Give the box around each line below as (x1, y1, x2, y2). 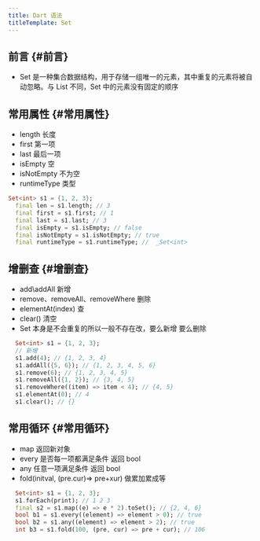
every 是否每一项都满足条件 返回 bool (19, 454, 141, 463)
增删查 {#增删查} (8, 262, 90, 275)
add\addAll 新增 (19, 285, 71, 294)
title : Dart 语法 (8, 11, 63, 20)
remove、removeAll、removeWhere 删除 (19, 294, 152, 304)
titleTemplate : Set (8, 19, 72, 27)
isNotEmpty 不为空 (19, 169, 81, 178)
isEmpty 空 (19, 159, 55, 169)
